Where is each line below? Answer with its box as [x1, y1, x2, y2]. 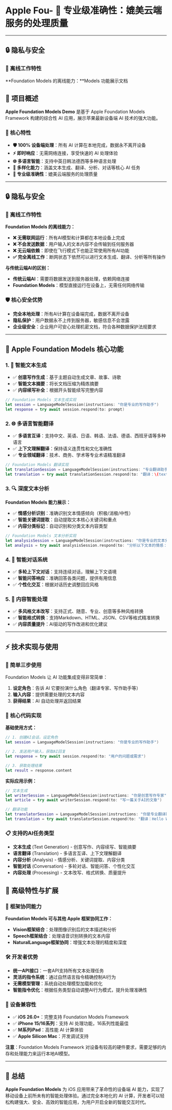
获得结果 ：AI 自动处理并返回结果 [12, 698, 82, 704]
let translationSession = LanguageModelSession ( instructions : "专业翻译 [5, 467, 161, 472]
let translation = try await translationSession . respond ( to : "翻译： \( [5, 472, 159, 477]
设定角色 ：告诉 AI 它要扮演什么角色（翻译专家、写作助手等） [12, 685, 141, 691]
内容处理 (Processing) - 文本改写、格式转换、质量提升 [12, 870, 126, 876]
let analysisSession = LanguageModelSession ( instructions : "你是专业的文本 [5, 538, 165, 543]
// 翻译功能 [5, 807, 28, 812]
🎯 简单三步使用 [5, 661, 42, 669]
